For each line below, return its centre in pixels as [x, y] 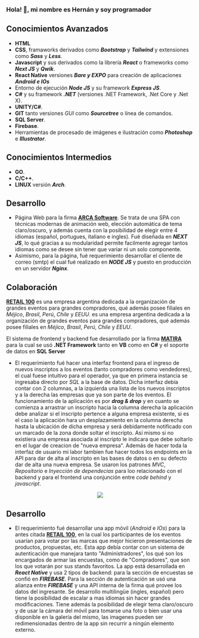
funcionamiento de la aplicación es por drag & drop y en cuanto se [97, 401]
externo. [25, 630]
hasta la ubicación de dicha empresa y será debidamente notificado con [103, 426]
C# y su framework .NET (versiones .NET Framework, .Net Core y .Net [102, 94]
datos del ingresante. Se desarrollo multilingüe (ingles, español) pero [99, 591]
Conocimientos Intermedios [59, 158]
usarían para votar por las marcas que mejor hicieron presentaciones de [103, 541]
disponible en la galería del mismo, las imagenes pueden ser [89, 617]
